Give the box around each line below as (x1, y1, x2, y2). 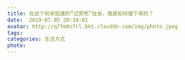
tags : (7, 29, 23, 37)
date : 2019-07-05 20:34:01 (7, 17, 89, 23)
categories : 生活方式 (7, 36, 66, 43)
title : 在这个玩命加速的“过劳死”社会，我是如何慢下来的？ (7, 10, 154, 17)
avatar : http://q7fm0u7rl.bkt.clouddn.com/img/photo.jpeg (7, 23, 178, 30)
